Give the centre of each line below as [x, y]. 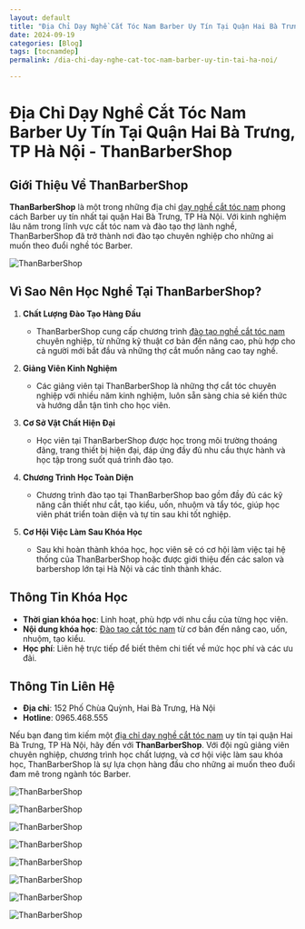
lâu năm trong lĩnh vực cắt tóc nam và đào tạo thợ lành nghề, [123, 226]
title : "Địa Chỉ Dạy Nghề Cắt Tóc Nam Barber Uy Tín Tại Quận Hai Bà [144, 26]
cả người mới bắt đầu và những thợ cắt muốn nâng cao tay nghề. [157, 350]
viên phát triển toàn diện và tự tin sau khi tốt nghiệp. [133, 514]
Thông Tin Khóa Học [69, 598]
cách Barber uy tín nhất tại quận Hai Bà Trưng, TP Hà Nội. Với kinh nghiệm [148, 216]
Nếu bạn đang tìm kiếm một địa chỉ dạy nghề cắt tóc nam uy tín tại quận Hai [151, 735]
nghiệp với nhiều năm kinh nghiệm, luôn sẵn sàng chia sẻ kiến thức [162, 395]
